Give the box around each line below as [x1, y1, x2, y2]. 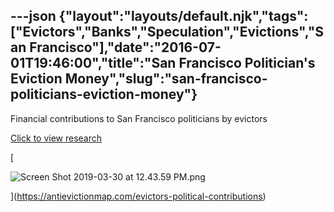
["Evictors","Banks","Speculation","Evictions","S [10, 24, 325, 41]
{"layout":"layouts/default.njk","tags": [58, 8, 309, 25]
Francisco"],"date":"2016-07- [29, 39, 222, 56]
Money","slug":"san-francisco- [64, 70, 268, 88]
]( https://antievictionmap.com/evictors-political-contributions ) [10, 190, 267, 202]
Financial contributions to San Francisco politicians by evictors [10, 112, 268, 124]
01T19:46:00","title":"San [10, 55, 177, 72]
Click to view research [10, 132, 103, 144]
